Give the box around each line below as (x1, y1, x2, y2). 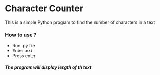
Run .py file (12, 43, 35, 49)
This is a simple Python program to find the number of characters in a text (5, 19, 155, 25)
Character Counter (5, 3, 84, 14)
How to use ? (5, 31, 37, 38)
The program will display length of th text (5, 64, 92, 70)
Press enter (12, 53, 36, 59)
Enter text (12, 48, 32, 54)
